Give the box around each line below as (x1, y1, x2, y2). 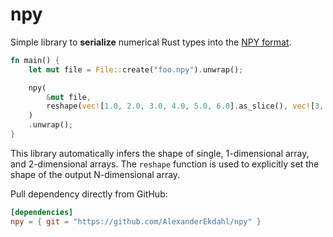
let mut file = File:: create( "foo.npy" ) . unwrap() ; (28, 64, 244, 75)
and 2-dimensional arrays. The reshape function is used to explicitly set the (10, 158, 320, 170)
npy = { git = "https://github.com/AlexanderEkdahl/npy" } (10, 216, 262, 227)
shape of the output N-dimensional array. (10, 168, 181, 180)
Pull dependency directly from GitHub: (10, 188, 168, 200)
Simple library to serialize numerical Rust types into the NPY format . (10, 36, 292, 48)
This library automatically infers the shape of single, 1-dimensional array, (10, 147, 310, 159)
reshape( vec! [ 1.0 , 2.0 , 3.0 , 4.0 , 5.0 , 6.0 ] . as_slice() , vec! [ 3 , (46, 101, 325, 112)
